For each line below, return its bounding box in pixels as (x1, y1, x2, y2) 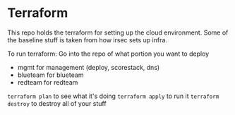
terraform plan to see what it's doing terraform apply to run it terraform (7, 92, 219, 100)
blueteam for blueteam (17, 71, 84, 79)
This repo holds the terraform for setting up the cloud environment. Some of (7, 28, 229, 37)
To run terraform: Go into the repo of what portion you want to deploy (7, 49, 210, 58)
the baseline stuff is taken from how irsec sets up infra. (7, 35, 168, 44)
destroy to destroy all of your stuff (7, 99, 107, 107)
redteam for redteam (17, 78, 78, 86)
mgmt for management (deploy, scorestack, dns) (17, 63, 160, 71)
